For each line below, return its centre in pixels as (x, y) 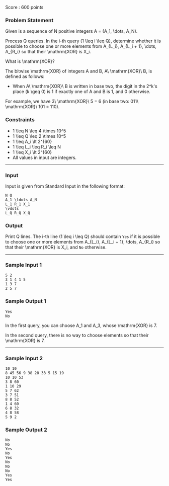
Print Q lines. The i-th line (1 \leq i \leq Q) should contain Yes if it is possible (82, 236)
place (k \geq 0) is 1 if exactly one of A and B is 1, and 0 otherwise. (81, 92)
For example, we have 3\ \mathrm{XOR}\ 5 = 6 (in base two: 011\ (72, 101)
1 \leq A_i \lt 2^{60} (32, 141)
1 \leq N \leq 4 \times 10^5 (39, 131)
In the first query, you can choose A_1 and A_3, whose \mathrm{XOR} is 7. (81, 325)
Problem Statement (29, 20)
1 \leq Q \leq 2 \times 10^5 (39, 136)
